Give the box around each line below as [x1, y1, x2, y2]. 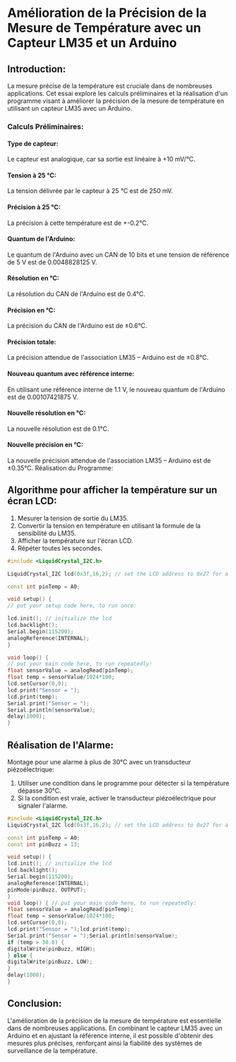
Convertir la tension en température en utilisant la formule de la [17, 521, 201, 530]
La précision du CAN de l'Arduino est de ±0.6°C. [7, 322, 148, 330]
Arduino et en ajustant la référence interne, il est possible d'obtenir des [7, 1031, 213, 1039]
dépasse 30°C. [17, 786, 61, 795]
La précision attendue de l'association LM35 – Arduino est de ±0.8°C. [7, 353, 209, 362]
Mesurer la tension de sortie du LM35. [17, 513, 129, 523]
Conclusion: [7, 998, 62, 1010]
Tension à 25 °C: [7, 171, 57, 179]
